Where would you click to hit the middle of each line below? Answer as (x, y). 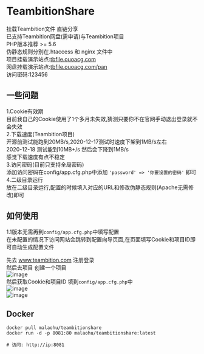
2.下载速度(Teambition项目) (40, 134)
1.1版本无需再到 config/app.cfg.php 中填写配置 (63, 232)
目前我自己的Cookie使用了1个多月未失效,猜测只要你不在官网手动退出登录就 (99, 119)
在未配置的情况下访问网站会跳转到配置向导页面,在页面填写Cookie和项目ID (98, 239)
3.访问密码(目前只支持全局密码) (45, 164)
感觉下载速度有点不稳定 (36, 157)
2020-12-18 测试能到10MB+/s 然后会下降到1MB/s (68, 149)
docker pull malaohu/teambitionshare (54, 328)
